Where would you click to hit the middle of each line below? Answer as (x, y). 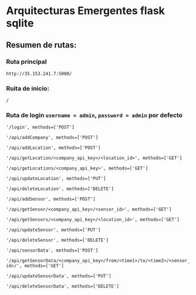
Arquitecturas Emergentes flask (86, 11)
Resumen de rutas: (41, 45)
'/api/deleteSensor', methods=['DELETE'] (58, 240)
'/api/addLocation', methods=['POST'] (53, 148)
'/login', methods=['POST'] (40, 127)
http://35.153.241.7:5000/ (39, 74)
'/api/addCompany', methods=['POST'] (52, 138)
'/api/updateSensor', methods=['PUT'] (53, 230)
